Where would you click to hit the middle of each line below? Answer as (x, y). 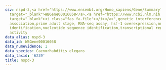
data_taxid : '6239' (25, 55)
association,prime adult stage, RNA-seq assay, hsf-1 (66, 23)
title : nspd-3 (20, 60)
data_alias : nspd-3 (25, 37)
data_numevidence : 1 (26, 46)
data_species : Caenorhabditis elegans (45, 51)
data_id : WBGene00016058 (31, 42)
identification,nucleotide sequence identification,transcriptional (82, 28)
